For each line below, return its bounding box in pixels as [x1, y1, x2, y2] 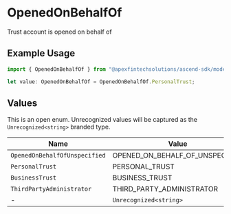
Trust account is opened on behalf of [7, 28, 112, 36]
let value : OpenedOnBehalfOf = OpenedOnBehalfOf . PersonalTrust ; [7, 78, 195, 85]
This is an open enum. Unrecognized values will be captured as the [7, 116, 198, 124]
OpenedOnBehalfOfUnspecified [10, 151, 106, 160]
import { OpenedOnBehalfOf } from [7, 65, 107, 73]
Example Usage [7, 47, 76, 59]
